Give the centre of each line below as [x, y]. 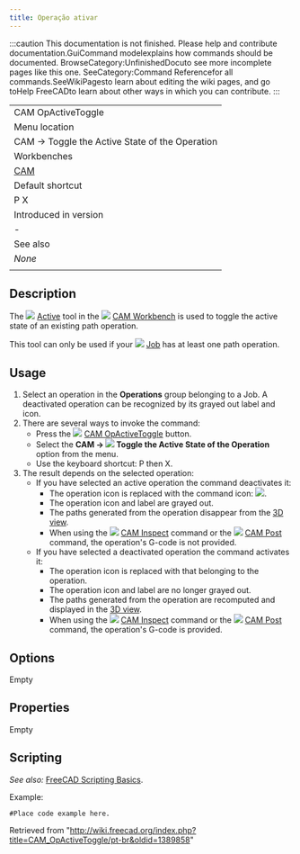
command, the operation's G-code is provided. [136, 630]
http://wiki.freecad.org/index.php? [133, 830]
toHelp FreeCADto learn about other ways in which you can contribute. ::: [145, 91]
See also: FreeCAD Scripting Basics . [76, 779]
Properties [40, 708]
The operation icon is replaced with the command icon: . [158, 494]
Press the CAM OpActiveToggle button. [114, 434]
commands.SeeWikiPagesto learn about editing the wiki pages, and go [140, 81]
